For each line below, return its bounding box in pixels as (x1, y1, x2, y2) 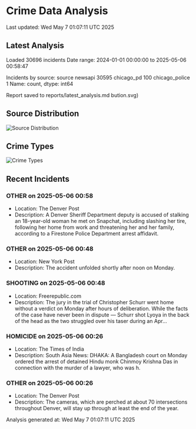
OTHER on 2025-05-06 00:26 (6, 378, 94, 387)
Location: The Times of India (14, 345, 84, 352)
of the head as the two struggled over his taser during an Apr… (14, 317, 168, 324)
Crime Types (6, 141, 54, 151)
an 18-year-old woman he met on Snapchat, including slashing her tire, (14, 218, 187, 225)
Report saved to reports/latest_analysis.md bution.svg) (6, 91, 139, 98)
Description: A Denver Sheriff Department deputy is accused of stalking (14, 211, 190, 218)
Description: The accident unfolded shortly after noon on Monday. (14, 264, 175, 271)
